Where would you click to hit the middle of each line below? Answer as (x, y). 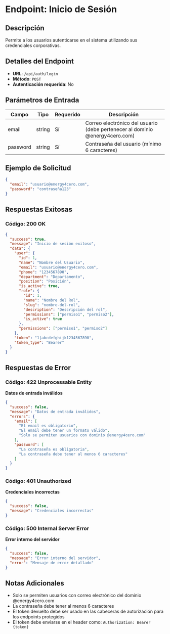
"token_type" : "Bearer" (39, 342)
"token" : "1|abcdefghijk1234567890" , (54, 338)
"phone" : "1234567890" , (44, 272)
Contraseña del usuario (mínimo (123, 144)
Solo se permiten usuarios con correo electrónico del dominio (77, 596)
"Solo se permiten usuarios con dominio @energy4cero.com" (82, 435)
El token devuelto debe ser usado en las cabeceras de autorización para (88, 612)
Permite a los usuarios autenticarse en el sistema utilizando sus (71, 40)
